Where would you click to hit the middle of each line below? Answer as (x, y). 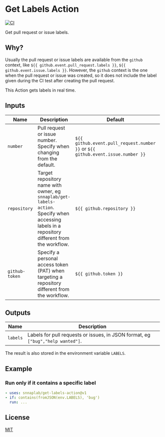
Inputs (15, 106)
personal (48, 258)
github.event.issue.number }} (110, 154)
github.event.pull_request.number (116, 143)
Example (19, 369)
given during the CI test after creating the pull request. (60, 80)
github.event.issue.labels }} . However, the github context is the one (76, 70)
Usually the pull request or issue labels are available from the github (74, 60)
